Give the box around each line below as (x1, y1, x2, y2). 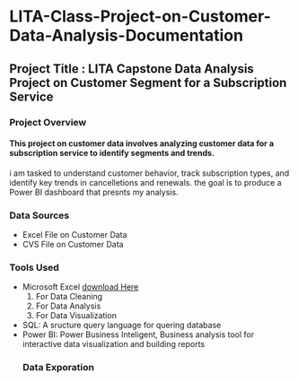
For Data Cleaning (35, 291, 103, 302)
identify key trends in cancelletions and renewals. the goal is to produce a (9, 177, 282, 187)
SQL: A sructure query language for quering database (22, 320, 222, 331)
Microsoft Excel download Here (22, 282, 139, 292)
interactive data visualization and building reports (22, 339, 205, 350)
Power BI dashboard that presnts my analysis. (9, 187, 179, 197)
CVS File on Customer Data (22, 239, 124, 249)
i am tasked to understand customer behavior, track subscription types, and (9, 168, 290, 178)
